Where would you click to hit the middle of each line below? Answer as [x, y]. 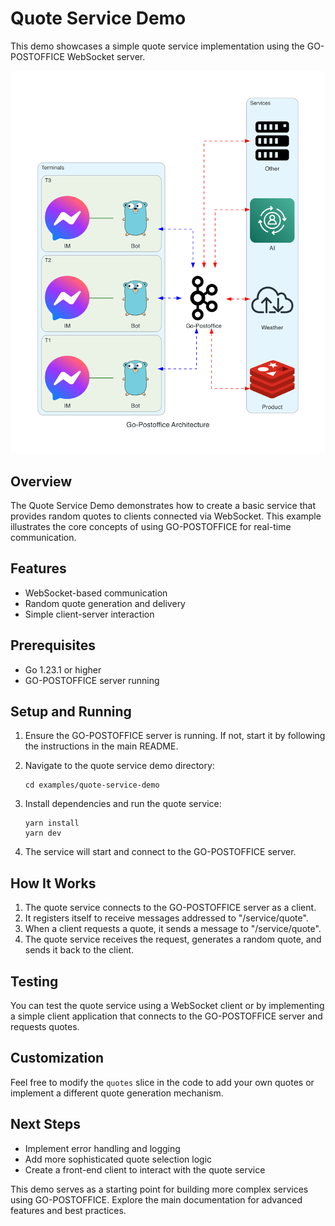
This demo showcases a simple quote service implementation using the [157, 46]
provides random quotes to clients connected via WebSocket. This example [166, 516]
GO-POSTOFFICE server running [92, 680]
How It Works [53, 883]
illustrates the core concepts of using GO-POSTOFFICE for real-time [151, 526]
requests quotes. [45, 1027]
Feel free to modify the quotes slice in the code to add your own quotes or [162, 1082]
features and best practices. [68, 1210]
